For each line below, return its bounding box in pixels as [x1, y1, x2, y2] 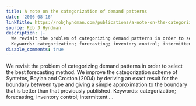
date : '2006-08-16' [6, 14, 54, 20]
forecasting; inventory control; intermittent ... [6, 93, 114, 100]
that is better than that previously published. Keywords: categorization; [6, 87, 176, 94]
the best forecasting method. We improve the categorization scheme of [6, 68, 178, 76]
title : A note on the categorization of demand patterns [6, 8, 148, 15]
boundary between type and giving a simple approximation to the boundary [6, 81, 188, 88]
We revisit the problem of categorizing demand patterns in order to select [6, 62, 183, 69]
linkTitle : [6, 19, 33, 25]
